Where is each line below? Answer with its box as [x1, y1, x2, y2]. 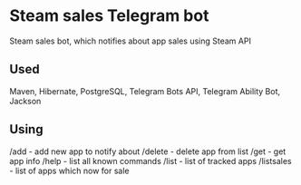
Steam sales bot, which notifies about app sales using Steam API [9, 35, 252, 46]
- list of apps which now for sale [9, 165, 130, 176]
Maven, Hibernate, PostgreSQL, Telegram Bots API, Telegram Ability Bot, [9, 85, 281, 96]
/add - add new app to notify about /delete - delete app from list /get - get [9, 146, 286, 157]
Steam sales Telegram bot [9, 5, 209, 26]
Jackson [9, 95, 42, 106]
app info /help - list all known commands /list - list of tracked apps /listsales [9, 155, 292, 166]
